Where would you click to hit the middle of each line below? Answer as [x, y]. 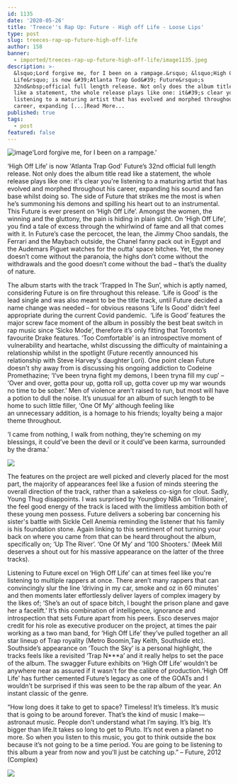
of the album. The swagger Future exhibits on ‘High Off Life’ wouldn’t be [113, 664]
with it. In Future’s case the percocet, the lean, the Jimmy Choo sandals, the [118, 234]
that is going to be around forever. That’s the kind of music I [95, 715]
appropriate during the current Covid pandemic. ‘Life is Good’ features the [116, 315]
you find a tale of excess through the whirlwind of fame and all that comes [116, 227]
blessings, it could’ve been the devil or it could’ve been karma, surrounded [117, 442]
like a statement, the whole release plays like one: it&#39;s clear [118, 93]
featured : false [31, 132]
